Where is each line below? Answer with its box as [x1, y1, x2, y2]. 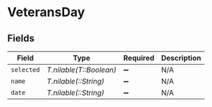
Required [123, 53, 155, 63]
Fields [7, 32, 35, 44]
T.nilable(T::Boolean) [46, 65, 117, 75]
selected [11, 66, 40, 74]
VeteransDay [7, 4, 85, 20]
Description [161, 53, 201, 63]
